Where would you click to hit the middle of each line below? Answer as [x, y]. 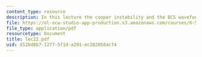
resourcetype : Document [36, 34]
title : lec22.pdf [28, 39]
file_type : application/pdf [41, 28]
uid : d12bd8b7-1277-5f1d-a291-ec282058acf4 [62, 45]
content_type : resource [36, 12]
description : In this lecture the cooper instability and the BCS [91, 17]
